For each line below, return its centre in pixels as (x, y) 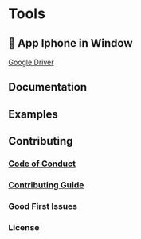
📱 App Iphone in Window (70, 43)
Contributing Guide (46, 185)
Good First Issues (43, 206)
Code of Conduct (42, 164)
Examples (33, 114)
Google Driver (31, 62)
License (24, 227)
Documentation (48, 87)
